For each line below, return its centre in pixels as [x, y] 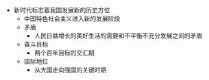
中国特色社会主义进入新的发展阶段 [72, 18]
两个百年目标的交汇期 [64, 53]
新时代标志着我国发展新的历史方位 [62, 10]
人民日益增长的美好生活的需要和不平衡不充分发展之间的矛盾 [118, 36]
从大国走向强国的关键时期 [70, 70]
